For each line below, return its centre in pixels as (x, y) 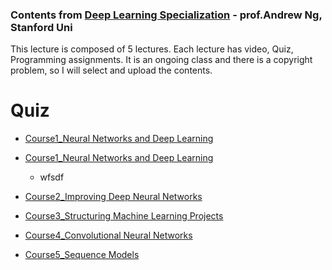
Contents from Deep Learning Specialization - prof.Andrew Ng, (166, 15)
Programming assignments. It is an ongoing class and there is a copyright (161, 60)
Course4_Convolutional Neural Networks (108, 235)
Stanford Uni (41, 27)
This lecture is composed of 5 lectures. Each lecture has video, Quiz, (152, 49)
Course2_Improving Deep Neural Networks (113, 197)
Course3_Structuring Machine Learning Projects (124, 216)
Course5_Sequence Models (82, 255)
